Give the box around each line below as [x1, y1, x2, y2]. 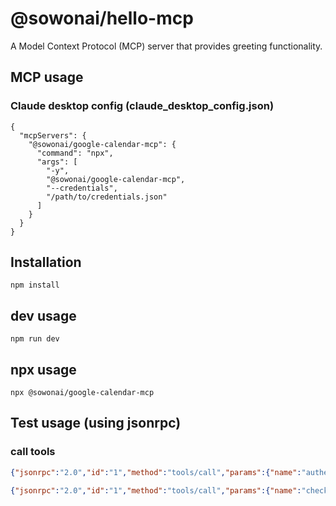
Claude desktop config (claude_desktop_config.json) [10, 99, 275, 113]
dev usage [10, 307, 77, 324]
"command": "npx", [36, 148, 114, 158]
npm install [10, 280, 60, 291]
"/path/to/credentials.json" [46, 192, 168, 202]
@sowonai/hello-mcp [10, 7, 194, 30]
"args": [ [36, 157, 78, 167]
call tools [10, 445, 56, 459]
